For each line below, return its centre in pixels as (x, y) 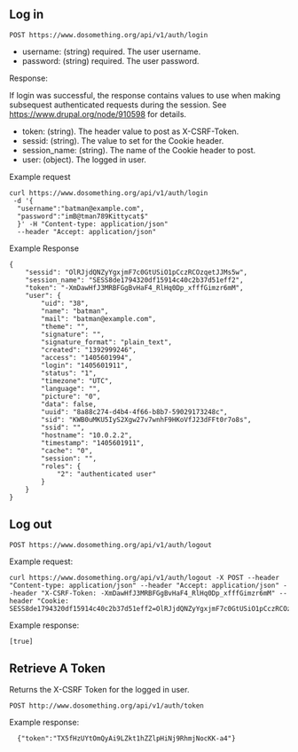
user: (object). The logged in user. (84, 160)
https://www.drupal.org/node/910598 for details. (98, 114)
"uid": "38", (65, 303)
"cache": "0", (67, 450)
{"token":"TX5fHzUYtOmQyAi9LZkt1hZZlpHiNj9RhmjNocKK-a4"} (127, 739)
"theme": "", (65, 326)
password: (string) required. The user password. (110, 60)
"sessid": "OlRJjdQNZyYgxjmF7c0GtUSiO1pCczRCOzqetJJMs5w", (137, 272)
